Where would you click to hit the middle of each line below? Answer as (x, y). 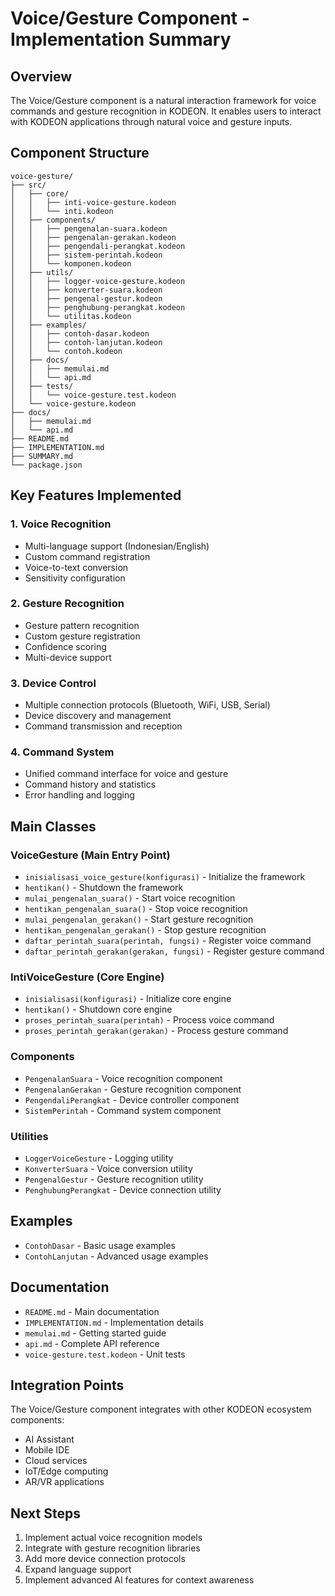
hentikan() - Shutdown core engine (98, 1009)
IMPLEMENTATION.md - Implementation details (114, 1322)
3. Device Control (53, 683)
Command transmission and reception (103, 726)
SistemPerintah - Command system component (123, 1110)
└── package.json (46, 465)
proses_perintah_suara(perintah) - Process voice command (149, 1020)
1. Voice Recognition (61, 524)
